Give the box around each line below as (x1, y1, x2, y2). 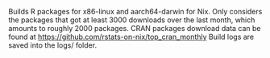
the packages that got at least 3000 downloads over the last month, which (8, 15, 255, 25)
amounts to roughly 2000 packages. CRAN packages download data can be (8, 24, 261, 33)
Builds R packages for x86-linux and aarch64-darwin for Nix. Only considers (8, 7, 263, 16)
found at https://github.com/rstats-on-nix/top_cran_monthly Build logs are (8, 32, 255, 41)
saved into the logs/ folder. (8, 41, 98, 50)
